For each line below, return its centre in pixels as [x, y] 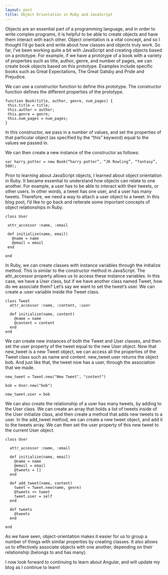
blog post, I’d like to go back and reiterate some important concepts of [77, 202]
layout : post [19, 10]
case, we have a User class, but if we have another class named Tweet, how [84, 281]
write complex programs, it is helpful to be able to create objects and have [82, 34]
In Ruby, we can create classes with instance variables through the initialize [83, 265]
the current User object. [30, 430]
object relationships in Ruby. [34, 207]
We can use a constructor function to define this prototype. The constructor [83, 86]
